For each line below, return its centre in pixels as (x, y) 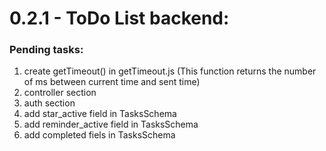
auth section (49, 103)
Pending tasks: (46, 50)
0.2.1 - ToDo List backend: (119, 18)
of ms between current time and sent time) (112, 82)
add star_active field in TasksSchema (100, 114)
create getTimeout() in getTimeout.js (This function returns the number (170, 71)
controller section (60, 93)
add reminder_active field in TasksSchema (111, 124)
